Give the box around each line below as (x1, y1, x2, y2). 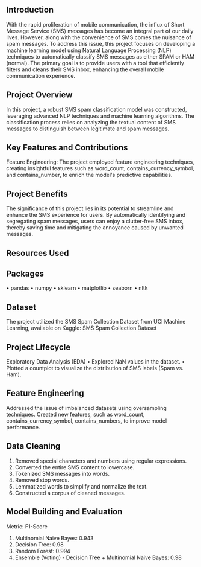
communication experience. (6, 72, 76, 79)
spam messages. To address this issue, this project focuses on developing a (6, 40, 196, 47)
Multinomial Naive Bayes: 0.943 (14, 534, 94, 542)
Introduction (6, 5, 54, 15)
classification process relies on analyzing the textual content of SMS (6, 118, 176, 126)
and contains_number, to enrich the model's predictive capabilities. (6, 171, 173, 179)
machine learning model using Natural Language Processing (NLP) (6, 46, 172, 54)
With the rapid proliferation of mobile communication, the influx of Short (6, 21, 185, 28)
